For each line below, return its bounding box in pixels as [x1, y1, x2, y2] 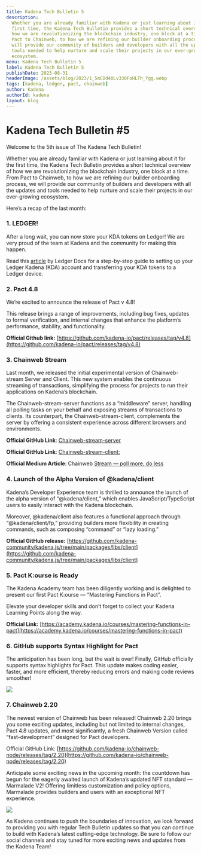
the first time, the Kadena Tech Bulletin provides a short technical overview [6, 161, 191, 168]
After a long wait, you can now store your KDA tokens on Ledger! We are [6, 233, 185, 240]
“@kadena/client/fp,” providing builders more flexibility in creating [6, 519, 169, 526]
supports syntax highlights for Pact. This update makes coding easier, [6, 662, 178, 669]
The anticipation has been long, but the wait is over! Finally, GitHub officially [6, 655, 193, 662]
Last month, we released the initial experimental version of [6, 369, 151, 377]
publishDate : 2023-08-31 [6, 70, 68, 76]
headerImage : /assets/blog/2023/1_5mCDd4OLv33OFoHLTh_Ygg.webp [6, 75, 167, 81]
